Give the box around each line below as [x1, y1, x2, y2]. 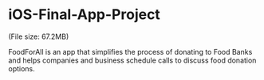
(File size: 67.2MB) [8, 32, 69, 41]
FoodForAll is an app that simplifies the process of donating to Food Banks [8, 47, 253, 56]
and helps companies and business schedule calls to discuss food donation [8, 55, 257, 65]
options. [8, 63, 36, 73]
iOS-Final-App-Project [8, 6, 161, 24]
